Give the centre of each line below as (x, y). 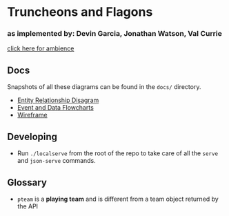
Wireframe (32, 115)
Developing (32, 136)
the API (28, 206)
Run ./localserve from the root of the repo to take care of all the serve (118, 153)
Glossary (27, 183)
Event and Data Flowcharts (56, 108)
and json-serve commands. (57, 161)
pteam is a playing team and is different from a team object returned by (118, 199)
